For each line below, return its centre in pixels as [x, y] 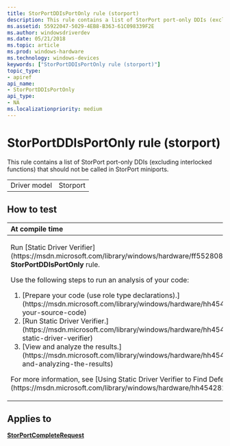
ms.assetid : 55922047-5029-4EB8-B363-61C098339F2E [81, 26]
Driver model [31, 185]
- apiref [20, 77]
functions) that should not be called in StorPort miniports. [88, 169]
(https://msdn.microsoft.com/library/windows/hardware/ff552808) [118, 256]
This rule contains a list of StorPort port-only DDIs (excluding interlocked [110, 162]
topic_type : [24, 71]
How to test [32, 210]
